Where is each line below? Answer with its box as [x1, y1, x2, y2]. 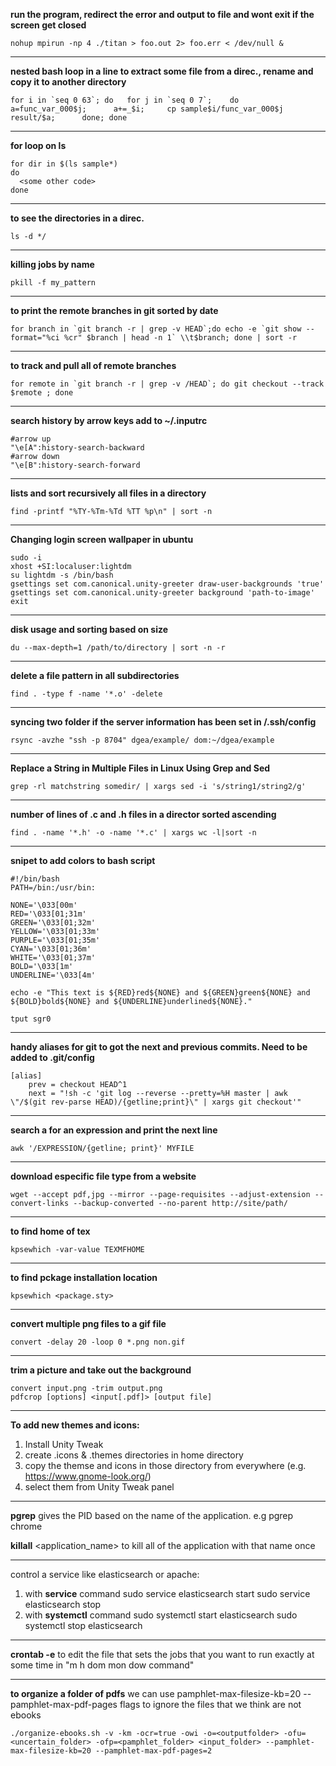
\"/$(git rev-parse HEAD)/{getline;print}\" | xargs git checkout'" [10, 1097, 302, 1107]
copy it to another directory [10, 76, 127, 88]
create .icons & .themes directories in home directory [24, 1449, 244, 1461]
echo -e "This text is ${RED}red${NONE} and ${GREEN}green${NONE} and [10, 988, 311, 998]
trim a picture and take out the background [10, 1364, 192, 1376]
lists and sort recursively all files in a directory [10, 487, 207, 499]
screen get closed [10, 19, 87, 31]
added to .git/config [10, 1052, 95, 1063]
